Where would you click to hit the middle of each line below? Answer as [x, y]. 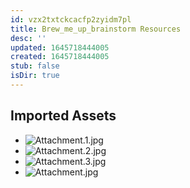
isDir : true [35, 76]
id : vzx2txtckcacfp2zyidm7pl [71, 19]
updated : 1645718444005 [60, 47]
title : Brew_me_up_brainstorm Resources [96, 29]
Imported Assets [63, 116]
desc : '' [28, 38]
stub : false [35, 66]
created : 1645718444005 [60, 57]
